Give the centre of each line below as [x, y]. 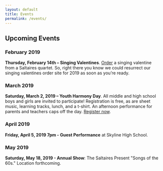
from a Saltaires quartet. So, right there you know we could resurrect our [78, 68]
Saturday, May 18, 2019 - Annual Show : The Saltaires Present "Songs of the [82, 158]
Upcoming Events [32, 38]
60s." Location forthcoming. [33, 163]
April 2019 [18, 124]
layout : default [21, 9]
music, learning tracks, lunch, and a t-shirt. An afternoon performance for [79, 106]
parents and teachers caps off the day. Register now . [58, 112]
